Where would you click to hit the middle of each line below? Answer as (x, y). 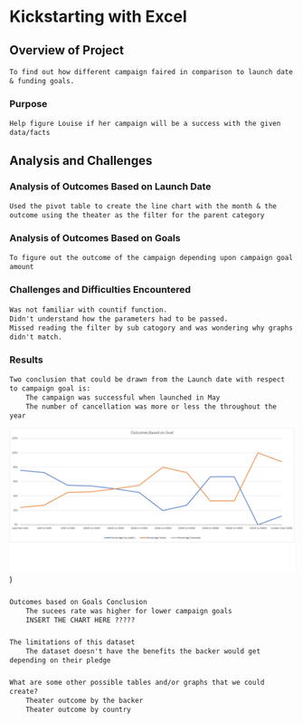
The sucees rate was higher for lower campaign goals (129, 611)
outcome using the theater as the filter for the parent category (137, 215)
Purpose (28, 103)
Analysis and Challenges (81, 160)
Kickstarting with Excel (98, 17)
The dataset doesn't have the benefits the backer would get (143, 651)
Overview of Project (67, 50)
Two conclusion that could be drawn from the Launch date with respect (147, 379)
